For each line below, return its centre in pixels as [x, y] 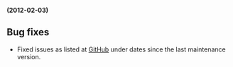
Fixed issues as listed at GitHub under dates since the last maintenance [121, 49]
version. [29, 56]
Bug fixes [28, 32]
